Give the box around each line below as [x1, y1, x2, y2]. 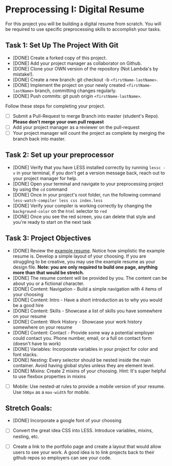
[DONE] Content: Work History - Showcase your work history [12, 318, 142, 325]
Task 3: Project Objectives [5, 234, 91, 243]
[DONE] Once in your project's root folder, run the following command [12, 191, 161, 198]
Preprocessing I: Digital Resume [5, 4, 145, 15]
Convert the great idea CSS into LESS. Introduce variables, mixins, [12, 427, 153, 434]
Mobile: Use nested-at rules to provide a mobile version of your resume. [12, 383, 165, 389]
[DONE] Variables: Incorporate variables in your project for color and [12, 346, 158, 352]
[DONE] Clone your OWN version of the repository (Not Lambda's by [12, 65, 158, 71]
